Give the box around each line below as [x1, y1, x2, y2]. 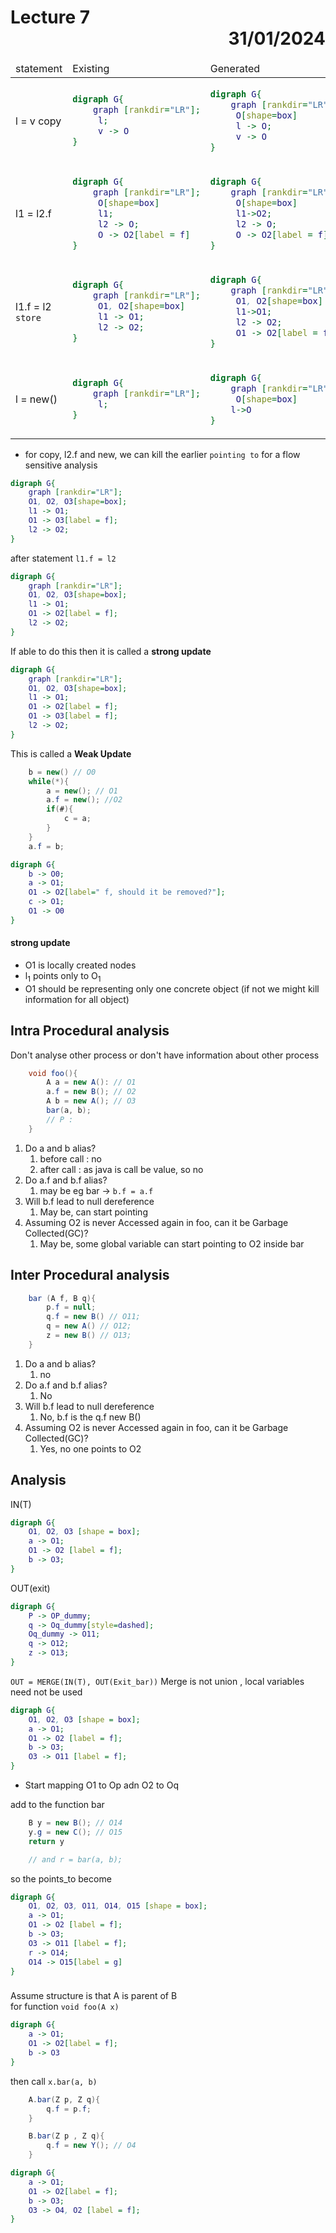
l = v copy [15, 114, 62, 128]
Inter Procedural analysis [10, 1267, 170, 1284]
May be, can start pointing [39, 1206, 148, 1218]
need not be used [10, 1686, 83, 1698]
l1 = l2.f [15, 207, 52, 221]
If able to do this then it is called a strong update [10, 645, 212, 657]
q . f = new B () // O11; [46, 1312, 141, 1322]
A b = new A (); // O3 [46, 1096, 137, 1106]
